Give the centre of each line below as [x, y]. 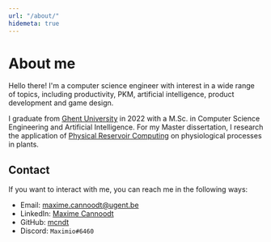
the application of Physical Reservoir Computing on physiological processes [135, 136]
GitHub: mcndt [44, 223]
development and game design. [61, 103]
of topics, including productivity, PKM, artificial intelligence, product [121, 95]
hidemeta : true [34, 23]
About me [42, 64]
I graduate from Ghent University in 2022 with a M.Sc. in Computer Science [134, 119]
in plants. [23, 144]
